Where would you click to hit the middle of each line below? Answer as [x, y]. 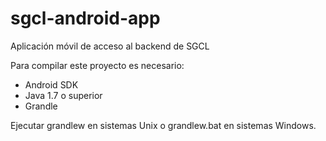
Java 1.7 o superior [63, 95]
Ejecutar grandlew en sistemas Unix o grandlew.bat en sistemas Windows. [163, 125]
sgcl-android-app [85, 18]
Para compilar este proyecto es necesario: [97, 65]
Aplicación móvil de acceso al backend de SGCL [110, 46]
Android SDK [51, 84]
